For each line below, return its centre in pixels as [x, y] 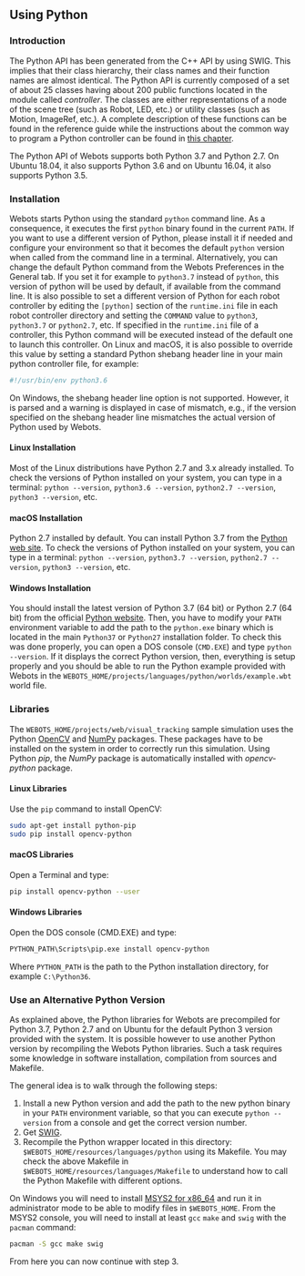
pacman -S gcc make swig [56, 1244]
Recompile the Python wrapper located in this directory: [127, 1142]
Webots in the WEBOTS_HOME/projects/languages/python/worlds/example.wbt [151, 676]
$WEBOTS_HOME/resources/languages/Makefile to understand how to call [155, 1171]
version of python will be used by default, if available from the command [145, 286]
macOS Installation [46, 517]
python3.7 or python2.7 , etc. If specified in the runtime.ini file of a [134, 325]
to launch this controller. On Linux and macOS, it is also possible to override [151, 344]
